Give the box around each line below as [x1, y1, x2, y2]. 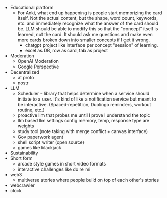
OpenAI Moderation [17, 58, 59, 64]
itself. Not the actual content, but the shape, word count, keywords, [17, 15, 158, 21]
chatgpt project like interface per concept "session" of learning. [25, 42, 158, 48]
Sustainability [10, 150, 38, 156]
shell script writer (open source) [17, 139, 85, 145]
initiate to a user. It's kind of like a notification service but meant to [17, 96, 156, 102]
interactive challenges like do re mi [17, 166, 91, 172]
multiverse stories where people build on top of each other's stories [17, 177, 159, 183]
